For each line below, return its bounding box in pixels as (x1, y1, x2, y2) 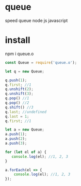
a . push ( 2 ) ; (5, 136, 27, 141)
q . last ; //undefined (5, 109, 47, 114)
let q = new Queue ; (5, 69, 45, 74)
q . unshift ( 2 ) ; (5, 87, 34, 92)
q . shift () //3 (5, 105, 34, 110)
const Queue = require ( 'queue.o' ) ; (5, 60, 77, 65)
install (5, 35, 31, 46)
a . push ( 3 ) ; (5, 141, 27, 146)
